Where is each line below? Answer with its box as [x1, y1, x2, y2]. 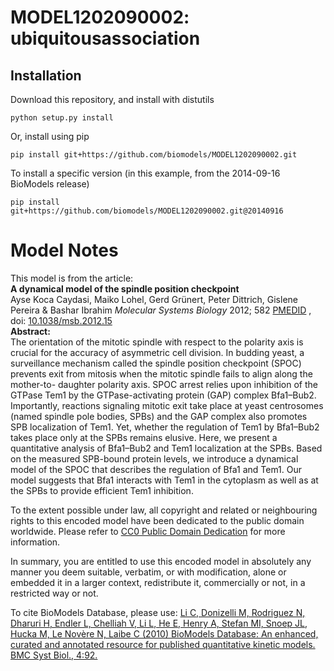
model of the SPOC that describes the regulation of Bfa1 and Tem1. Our [10, 463, 303, 475]
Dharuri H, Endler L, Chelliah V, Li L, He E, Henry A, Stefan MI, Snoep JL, [10, 617, 308, 629]
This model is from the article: [10, 272, 134, 284]
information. [10, 536, 61, 548]
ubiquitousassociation [10, 27, 201, 50]
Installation [10, 67, 82, 84]
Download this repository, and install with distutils [10, 94, 215, 105]
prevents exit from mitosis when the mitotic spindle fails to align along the [10, 367, 313, 380]
